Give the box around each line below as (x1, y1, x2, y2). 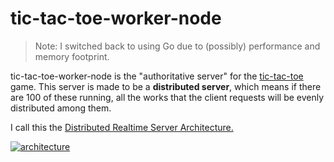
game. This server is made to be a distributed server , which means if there (10, 80, 322, 92)
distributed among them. (10, 102, 112, 114)
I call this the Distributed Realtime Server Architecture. (10, 121, 234, 133)
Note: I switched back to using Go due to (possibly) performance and (34, 40, 321, 52)
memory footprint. (34, 50, 110, 62)
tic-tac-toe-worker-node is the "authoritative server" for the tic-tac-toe (10, 70, 304, 82)
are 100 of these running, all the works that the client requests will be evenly (10, 91, 325, 103)
